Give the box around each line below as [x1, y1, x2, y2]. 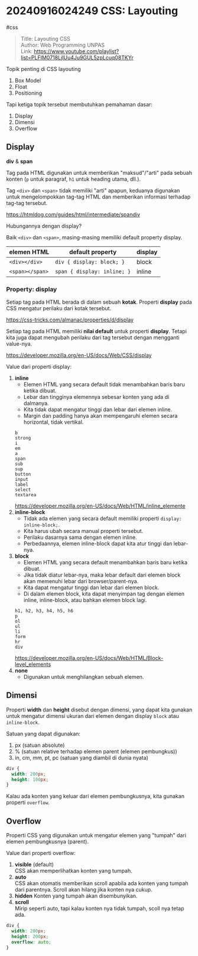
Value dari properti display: [6, 363, 72, 370]
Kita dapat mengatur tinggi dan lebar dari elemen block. [23, 584, 160, 591]
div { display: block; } [55, 258, 125, 265]
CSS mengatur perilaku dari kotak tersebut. [6, 305, 111, 312]
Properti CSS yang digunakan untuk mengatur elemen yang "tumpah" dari [6, 832, 187, 839]
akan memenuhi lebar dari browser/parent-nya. [23, 578, 139, 585]
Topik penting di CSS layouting [6, 65, 81, 72]
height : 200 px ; [11, 934, 49, 939]
